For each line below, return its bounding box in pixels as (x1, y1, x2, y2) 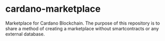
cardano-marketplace (5, 3, 101, 15)
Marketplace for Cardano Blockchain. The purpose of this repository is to (5, 20, 160, 26)
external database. (5, 31, 45, 37)
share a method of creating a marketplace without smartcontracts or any (5, 25, 159, 31)
